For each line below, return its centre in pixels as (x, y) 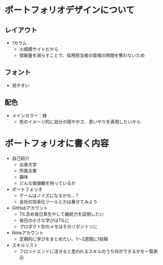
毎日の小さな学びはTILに (44, 220)
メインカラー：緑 (29, 115)
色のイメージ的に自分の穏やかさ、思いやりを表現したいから (80, 122)
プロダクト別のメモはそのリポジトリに (58, 226)
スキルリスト (25, 245)
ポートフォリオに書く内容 (57, 143)
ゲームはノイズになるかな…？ (49, 195)
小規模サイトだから (39, 49)
